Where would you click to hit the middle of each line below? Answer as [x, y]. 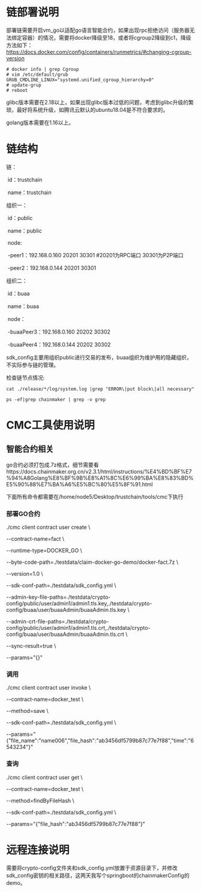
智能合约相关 [30, 449]
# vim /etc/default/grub [37, 75]
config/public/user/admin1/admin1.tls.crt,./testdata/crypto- [79, 628]
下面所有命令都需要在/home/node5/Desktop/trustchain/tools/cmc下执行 [95, 496]
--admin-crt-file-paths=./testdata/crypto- [58, 622]
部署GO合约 [23, 513]
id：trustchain [25, 179]
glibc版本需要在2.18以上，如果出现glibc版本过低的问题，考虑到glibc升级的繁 [100, 102]
